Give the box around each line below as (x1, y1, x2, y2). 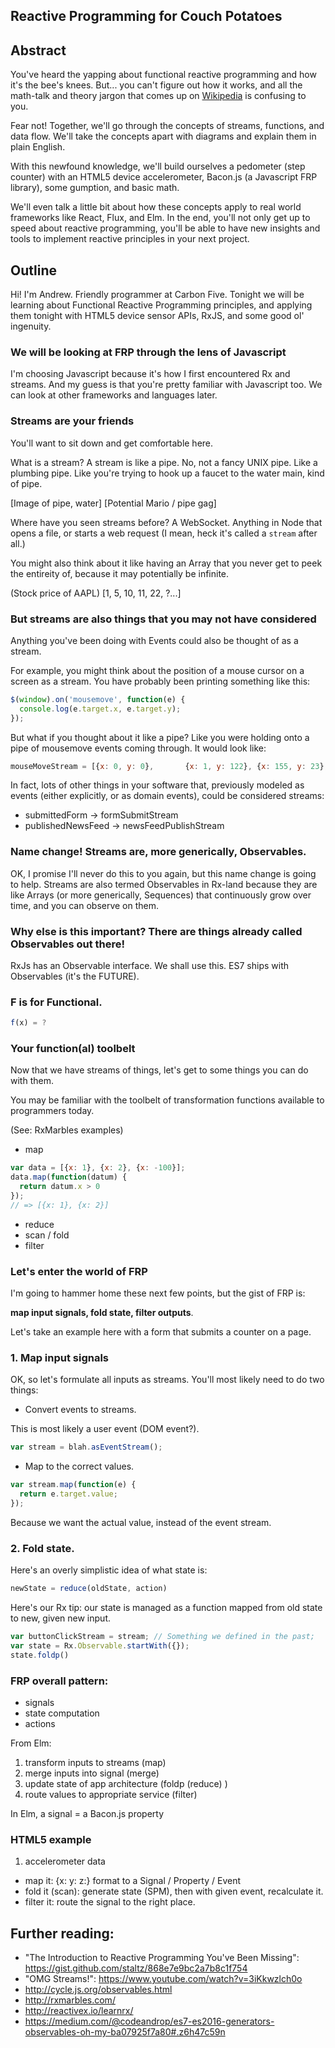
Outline (10, 262, 57, 279)
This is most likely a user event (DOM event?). (10, 1423, 200, 1435)
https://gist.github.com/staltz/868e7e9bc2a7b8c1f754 (24, 1962, 248, 1974)
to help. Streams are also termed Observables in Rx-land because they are (10, 878, 318, 890)
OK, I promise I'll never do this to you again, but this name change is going (10, 867, 317, 879)
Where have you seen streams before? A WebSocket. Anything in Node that (10, 516, 323, 528)
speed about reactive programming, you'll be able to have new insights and (10, 222, 321, 234)
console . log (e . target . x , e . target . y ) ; (19, 704, 182, 714)
